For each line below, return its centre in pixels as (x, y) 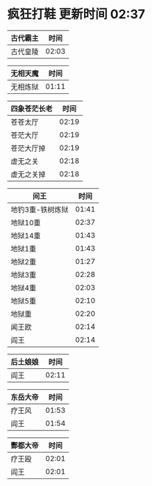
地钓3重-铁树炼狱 (40, 210)
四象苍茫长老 (32, 109)
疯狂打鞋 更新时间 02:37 (76, 14)
